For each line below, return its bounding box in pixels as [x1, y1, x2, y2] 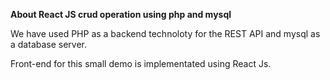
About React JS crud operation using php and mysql [10, 9, 232, 20]
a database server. [10, 39, 88, 50]
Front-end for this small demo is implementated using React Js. [10, 58, 272, 69]
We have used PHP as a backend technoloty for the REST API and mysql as [10, 28, 321, 39]
